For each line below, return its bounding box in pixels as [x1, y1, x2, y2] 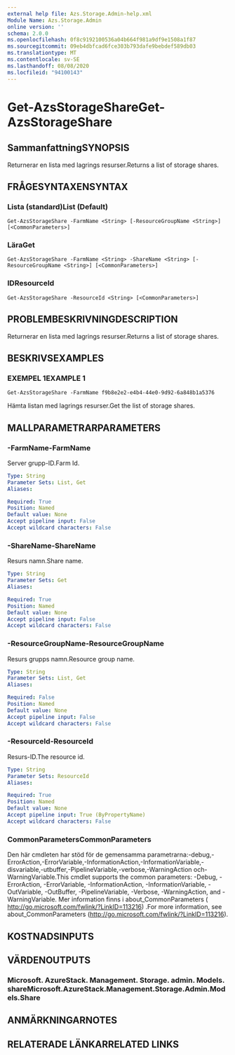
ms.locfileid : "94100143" [7, 69, 83, 76]
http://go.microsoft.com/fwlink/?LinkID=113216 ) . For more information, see [7, 903, 222, 911]
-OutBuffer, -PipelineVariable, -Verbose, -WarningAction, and [44, 888, 221, 896]
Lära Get [7, 240, 35, 250]
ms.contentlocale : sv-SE [7, 56, 80, 63]
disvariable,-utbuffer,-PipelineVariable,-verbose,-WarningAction [7, 866, 192, 874]
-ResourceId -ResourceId [7, 737, 93, 746]
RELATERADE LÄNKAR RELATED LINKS [7, 1038, 180, 1050]
